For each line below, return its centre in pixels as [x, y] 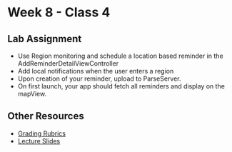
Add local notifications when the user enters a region [96, 71]
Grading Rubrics [42, 133]
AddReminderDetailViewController [68, 64]
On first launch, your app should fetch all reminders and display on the [121, 86]
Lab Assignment [45, 39]
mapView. [32, 94]
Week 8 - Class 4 [59, 12]
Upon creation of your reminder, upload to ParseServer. [99, 78]
